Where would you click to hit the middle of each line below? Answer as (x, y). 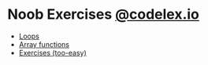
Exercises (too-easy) (53, 52)
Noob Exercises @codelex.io (104, 14)
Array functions (44, 44)
